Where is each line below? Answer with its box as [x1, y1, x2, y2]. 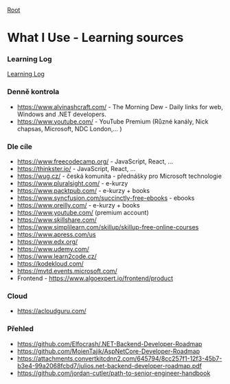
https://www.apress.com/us [16, 230, 96, 239]
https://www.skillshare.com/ [16, 216, 97, 224]
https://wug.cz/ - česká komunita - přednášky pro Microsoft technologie [16, 172, 222, 181]
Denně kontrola [7, 87, 60, 97]
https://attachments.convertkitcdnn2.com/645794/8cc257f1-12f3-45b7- [16, 354, 222, 363]
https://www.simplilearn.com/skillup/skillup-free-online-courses [16, 223, 199, 231]
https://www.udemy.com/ [16, 245, 89, 253]
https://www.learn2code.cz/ [16, 252, 97, 260]
